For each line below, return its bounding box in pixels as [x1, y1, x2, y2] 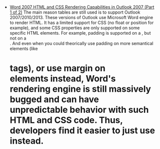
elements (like [9, 46, 38, 51]
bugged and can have [9, 94, 99, 105]
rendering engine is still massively [9, 84, 151, 95]
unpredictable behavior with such [9, 105, 149, 115]
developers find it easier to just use [9, 125, 155, 136]
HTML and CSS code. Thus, [9, 115, 123, 126]
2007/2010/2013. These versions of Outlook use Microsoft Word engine [9, 15, 153, 20]
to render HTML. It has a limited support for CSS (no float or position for [9, 20, 154, 25]
